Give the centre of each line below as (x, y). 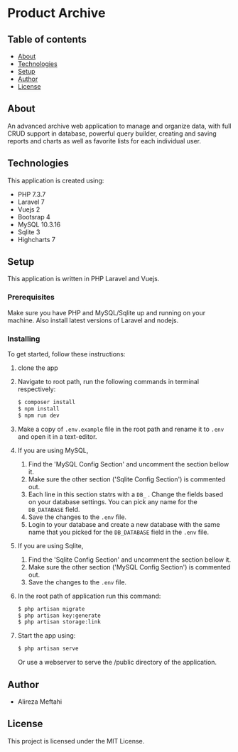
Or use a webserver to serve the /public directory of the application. (117, 663)
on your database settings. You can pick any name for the (113, 501)
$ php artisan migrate (51, 609)
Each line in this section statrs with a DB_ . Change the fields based (126, 494)
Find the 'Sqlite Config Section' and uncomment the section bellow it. (130, 560)
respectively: (37, 389)
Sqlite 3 (29, 231)
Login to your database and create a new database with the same (124, 524)
